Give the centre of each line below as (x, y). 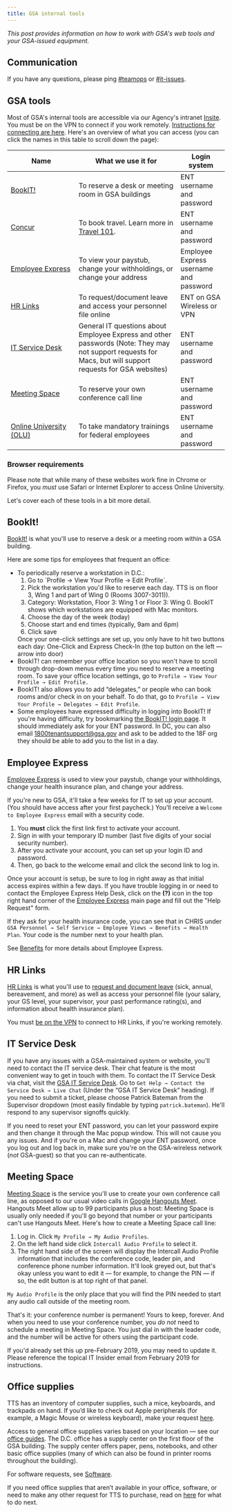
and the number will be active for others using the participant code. (103, 1337)
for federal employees (114, 435)
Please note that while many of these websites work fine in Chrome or (107, 479)
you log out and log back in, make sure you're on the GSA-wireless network (115, 1148)
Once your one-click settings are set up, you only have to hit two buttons (121, 639)
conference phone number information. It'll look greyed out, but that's (116, 1265)
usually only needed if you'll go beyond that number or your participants (110, 1216)
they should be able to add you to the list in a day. (88, 741)
